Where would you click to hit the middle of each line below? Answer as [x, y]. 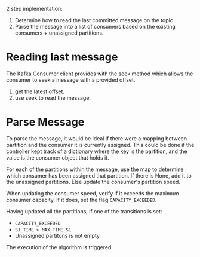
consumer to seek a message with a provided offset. [71, 79]
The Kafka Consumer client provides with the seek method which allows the [100, 74]
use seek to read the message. [53, 97]
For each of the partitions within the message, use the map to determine [95, 169]
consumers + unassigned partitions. [59, 33]
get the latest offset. [39, 91]
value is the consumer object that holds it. [58, 157]
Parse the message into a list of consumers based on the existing [95, 27]
